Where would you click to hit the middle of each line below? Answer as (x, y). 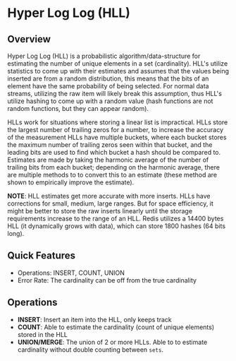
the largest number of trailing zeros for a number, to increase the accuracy (116, 130)
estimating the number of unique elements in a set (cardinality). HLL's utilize (118, 64)
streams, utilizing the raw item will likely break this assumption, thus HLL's (114, 94)
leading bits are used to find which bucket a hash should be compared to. (114, 152)
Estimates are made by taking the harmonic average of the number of (108, 160)
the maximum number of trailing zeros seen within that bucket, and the (110, 145)
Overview (29, 39)
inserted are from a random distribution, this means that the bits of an (108, 78)
